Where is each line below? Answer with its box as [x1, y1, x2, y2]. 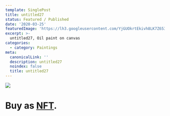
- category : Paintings [10, 45, 58, 50]
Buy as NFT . [5, 100, 57, 111]
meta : [5, 50, 17, 55]
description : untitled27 [10, 59, 62, 64]
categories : [5, 41, 30, 46]
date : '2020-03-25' [5, 21, 47, 27]
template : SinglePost [5, 7, 51, 13]
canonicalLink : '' [10, 54, 49, 60]
